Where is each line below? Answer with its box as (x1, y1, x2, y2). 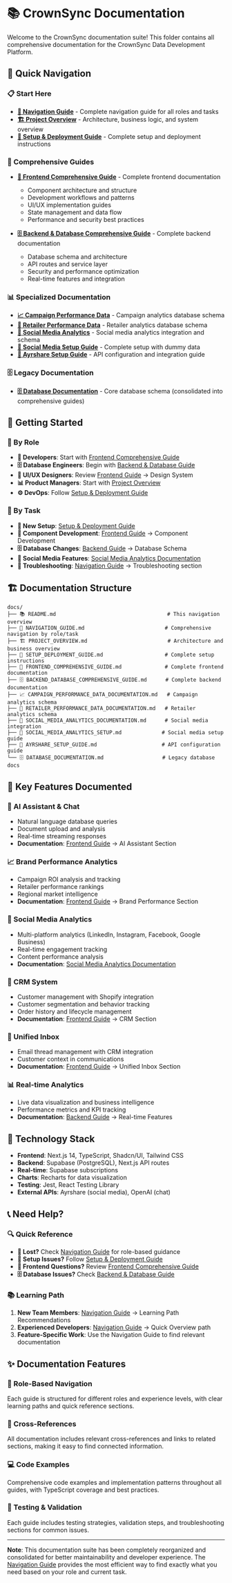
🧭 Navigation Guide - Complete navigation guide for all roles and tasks (17, 107, 219, 115)
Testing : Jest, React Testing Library (17, 1181, 119, 1189)
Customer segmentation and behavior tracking (17, 1000, 150, 1008)
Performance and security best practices (27, 215, 145, 223)
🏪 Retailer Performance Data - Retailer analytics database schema (17, 321, 208, 329)
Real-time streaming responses (17, 832, 107, 840)
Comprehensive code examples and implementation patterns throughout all (7, 1478, 222, 1486)
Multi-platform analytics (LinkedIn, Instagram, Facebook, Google (17, 930, 201, 939)
